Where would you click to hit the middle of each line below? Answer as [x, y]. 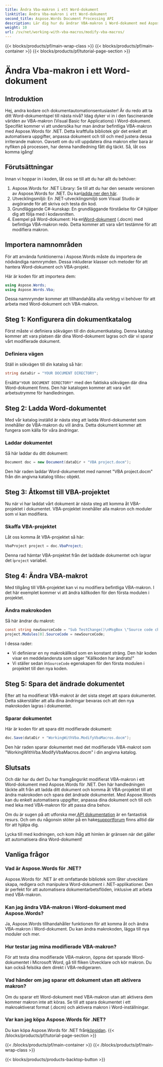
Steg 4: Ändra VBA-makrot [47, 576]
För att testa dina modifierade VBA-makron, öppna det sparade [68, 957]
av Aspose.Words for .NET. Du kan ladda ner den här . [65, 193]
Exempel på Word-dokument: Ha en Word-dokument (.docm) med [77, 219]
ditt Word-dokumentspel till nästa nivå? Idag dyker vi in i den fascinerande [79, 116]
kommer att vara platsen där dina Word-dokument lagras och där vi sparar [79, 336]
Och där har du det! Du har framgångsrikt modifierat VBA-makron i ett [75, 779]
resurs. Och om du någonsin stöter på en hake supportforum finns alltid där [80, 819]
